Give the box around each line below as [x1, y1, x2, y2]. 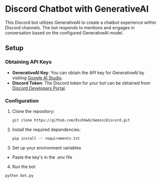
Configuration [5, 97, 39, 104]
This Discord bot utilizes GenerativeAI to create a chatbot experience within [5, 19, 157, 25]
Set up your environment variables [12, 145, 81, 150]
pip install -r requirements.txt [12, 136, 80, 141]
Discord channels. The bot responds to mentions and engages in [5, 24, 135, 30]
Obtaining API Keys [5, 58, 52, 65]
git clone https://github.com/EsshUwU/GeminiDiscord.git [12, 118, 130, 123]
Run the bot [12, 164, 36, 169]
